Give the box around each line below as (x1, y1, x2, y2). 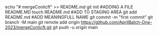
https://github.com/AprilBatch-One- (80, 19, 152, 25)
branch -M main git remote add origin (5, 19, 80, 25)
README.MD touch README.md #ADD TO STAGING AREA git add (5, 9, 137, 15)
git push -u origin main (52, 24, 98, 30)
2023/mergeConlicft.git (5, 24, 52, 30)
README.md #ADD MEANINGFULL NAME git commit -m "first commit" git (5, 14, 153, 20)
